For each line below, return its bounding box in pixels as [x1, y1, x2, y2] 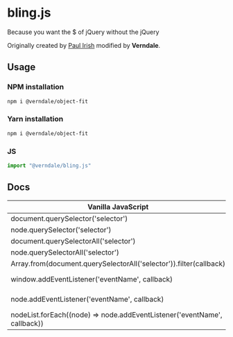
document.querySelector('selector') [10, 214, 128, 223]
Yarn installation [7, 114, 64, 124]
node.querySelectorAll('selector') [10, 248, 120, 257]
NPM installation [7, 82, 64, 92]
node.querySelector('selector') [10, 225, 112, 234]
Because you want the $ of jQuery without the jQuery [7, 28, 159, 36]
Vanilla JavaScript [87, 202, 149, 211]
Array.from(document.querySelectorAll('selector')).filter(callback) [10, 259, 226, 268]
